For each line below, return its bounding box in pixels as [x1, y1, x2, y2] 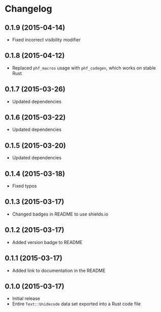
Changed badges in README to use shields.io [12, 211, 109, 217]
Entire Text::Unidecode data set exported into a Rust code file [12, 301, 141, 307]
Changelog [5, 3, 52, 15]
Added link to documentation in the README [12, 267, 106, 273]
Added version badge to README [12, 239, 83, 245]
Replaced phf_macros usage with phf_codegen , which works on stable [12, 64, 156, 71]
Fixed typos [12, 183, 37, 189]
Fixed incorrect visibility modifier [12, 37, 81, 43]
